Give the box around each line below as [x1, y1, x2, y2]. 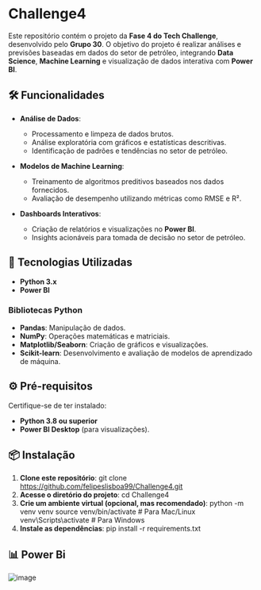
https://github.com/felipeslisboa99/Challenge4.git [19, 481, 183, 492]
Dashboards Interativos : [19, 209, 102, 218]
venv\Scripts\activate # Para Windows [19, 515, 145, 525]
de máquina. [19, 356, 61, 366]
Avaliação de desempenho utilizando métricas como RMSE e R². [31, 193, 242, 203]
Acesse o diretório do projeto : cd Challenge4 [19, 490, 170, 500]
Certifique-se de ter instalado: [8, 400, 107, 410]
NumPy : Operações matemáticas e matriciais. [19, 331, 171, 341]
